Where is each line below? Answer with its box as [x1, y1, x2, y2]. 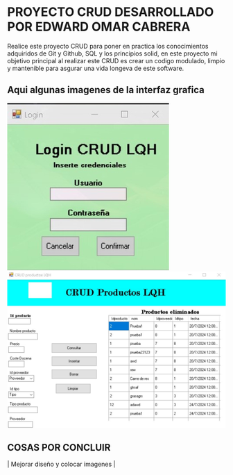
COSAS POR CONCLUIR [7, 442, 111, 453]
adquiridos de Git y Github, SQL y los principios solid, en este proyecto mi [7, 49, 218, 58]
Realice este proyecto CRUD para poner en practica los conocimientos [7, 42, 209, 50]
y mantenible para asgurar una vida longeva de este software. [7, 64, 184, 72]
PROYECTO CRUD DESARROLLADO [7, 4, 214, 20]
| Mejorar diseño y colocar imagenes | [7, 460, 116, 469]
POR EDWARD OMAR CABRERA [7, 19, 191, 35]
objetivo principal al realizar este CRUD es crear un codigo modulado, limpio [7, 56, 225, 65]
